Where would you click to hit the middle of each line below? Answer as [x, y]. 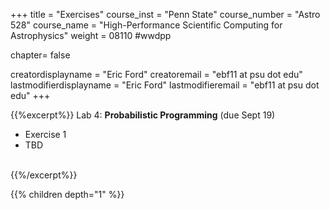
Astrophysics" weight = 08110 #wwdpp [91, 35]
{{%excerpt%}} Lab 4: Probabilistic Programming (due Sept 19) [143, 115]
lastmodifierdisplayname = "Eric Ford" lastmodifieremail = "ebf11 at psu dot [165, 85]
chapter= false [40, 55]
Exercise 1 [45, 134]
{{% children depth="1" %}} [67, 194]
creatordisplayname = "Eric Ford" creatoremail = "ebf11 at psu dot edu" [156, 74]
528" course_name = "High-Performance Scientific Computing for [146, 25]
